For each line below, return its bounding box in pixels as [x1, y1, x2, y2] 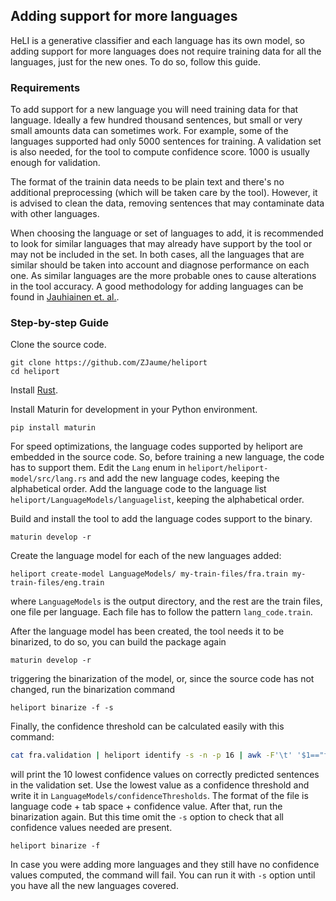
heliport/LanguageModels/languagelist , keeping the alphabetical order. [10, 494, 305, 506]
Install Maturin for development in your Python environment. [10, 404, 258, 416]
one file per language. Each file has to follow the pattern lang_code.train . [10, 606, 313, 618]
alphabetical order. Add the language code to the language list [10, 483, 267, 495]
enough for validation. [10, 157, 101, 169]
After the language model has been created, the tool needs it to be [10, 625, 285, 638]
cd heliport [10, 367, 60, 377]
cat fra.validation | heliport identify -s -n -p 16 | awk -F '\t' [10, 750, 293, 761]
